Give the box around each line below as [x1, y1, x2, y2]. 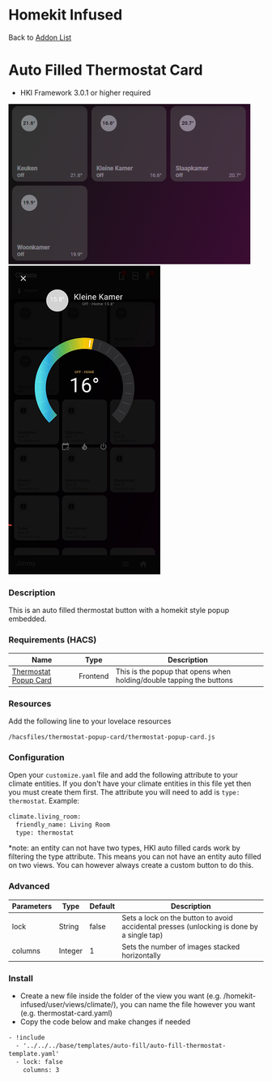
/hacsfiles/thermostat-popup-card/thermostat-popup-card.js [8, 733, 216, 741]
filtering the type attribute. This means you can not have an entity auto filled [8, 852, 261, 861]
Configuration [8, 752, 65, 763]
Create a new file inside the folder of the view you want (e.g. [19, 991, 222, 1001]
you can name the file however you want [120, 1000, 256, 1010]
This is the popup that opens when [116, 667, 232, 676]
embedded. [8, 614, 47, 624]
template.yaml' [8, 1050, 60, 1058]
